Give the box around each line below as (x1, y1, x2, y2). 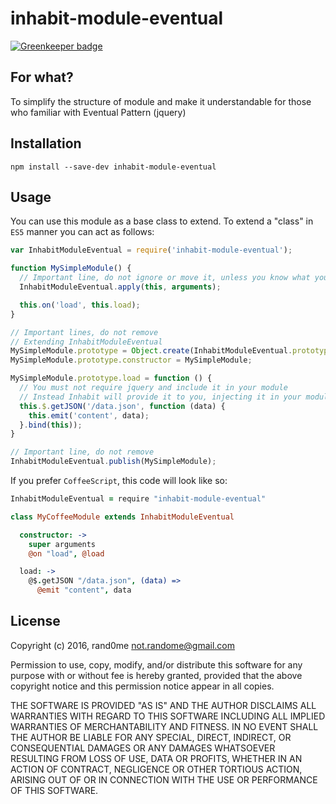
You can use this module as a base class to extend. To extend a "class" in (10, 215, 314, 227)
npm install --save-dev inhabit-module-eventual (10, 162, 217, 172)
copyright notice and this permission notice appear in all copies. (10, 680, 275, 692)
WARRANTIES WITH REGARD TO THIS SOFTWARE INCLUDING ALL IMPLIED (10, 710, 326, 722)
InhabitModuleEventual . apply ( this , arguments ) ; (19, 282, 222, 292)
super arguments (28, 539, 97, 549)
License (10, 613, 61, 630)
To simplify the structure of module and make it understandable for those (10, 95, 312, 107)
